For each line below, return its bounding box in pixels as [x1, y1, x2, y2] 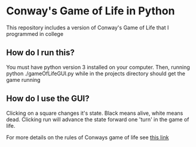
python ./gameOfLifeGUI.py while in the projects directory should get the [6, 70, 185, 77]
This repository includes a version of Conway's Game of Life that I [6, 24, 169, 31]
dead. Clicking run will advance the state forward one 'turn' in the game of [6, 115, 189, 123]
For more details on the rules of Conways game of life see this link [6, 133, 169, 141]
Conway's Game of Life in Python [6, 4, 175, 18]
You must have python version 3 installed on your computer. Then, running [6, 63, 190, 71]
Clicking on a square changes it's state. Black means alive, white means [6, 109, 183, 117]
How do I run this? [6, 48, 75, 58]
